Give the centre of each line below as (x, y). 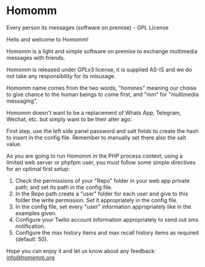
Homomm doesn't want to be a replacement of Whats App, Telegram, (94, 112)
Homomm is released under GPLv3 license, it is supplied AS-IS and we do (99, 69)
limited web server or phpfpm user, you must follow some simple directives (101, 162)
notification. (30, 226)
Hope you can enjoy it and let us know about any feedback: (81, 251)
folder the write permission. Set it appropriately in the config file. (97, 200)
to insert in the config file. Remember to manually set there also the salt (96, 137)
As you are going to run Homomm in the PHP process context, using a (95, 156)
